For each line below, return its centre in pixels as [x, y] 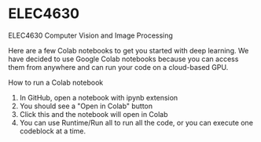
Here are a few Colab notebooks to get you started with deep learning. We [129, 50]
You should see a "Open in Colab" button [86, 106]
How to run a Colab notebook [56, 82]
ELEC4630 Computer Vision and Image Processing [90, 35]
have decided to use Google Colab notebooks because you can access [123, 59]
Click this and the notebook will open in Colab [94, 114]
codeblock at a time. [53, 131]
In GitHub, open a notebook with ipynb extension [99, 97]
